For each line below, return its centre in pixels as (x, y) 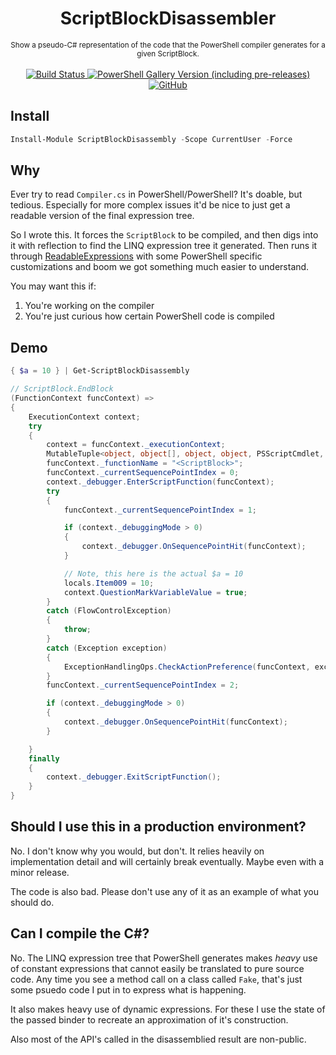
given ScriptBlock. (168, 53)
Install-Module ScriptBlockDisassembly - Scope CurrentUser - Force (151, 139)
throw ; (77, 630)
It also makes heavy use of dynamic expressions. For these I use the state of (168, 1009)
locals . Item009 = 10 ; (109, 583)
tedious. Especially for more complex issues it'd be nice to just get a (150, 205)
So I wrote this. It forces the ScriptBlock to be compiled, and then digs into (164, 235)
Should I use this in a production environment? (158, 827)
